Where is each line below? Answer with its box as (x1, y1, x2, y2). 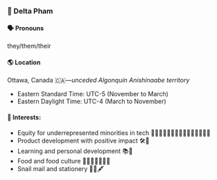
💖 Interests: (7, 113, 42, 121)
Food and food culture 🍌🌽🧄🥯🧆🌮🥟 (17, 156, 111, 165)
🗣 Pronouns (7, 24, 44, 32)
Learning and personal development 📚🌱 (17, 147, 133, 155)
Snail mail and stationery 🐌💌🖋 (17, 164, 104, 172)
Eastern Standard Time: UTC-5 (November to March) (17, 90, 168, 98)
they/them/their (7, 42, 51, 51)
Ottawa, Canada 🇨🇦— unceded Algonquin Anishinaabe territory (7, 76, 190, 84)
